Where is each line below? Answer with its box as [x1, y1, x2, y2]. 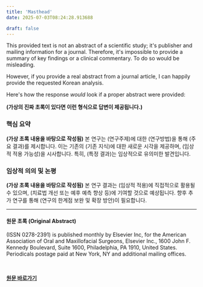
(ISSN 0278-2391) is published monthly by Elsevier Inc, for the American [6, 231, 187, 239]
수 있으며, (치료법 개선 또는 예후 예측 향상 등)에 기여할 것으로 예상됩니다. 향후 [6, 189, 187, 196]
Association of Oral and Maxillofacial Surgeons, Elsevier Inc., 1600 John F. [6, 237, 191, 245]
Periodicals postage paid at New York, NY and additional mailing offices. [6, 250, 187, 257]
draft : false [6, 25, 39, 31]
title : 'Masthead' [6, 8, 53, 15]
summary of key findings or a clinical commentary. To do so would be [6, 55, 180, 62]
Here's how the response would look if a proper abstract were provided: [6, 91, 185, 98]
